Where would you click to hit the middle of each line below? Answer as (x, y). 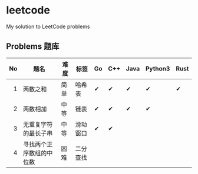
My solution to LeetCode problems (48, 26)
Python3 (158, 68)
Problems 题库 (33, 47)
